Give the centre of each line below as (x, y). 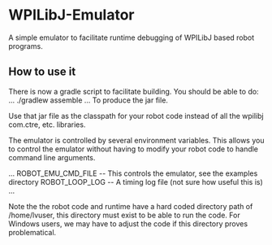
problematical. (32, 232)
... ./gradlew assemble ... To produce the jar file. (89, 100)
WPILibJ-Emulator (71, 15)
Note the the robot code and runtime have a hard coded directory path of (131, 206)
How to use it (42, 72)
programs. (26, 46)
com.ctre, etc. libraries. (47, 125)
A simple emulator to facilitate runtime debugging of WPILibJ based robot (132, 37)
